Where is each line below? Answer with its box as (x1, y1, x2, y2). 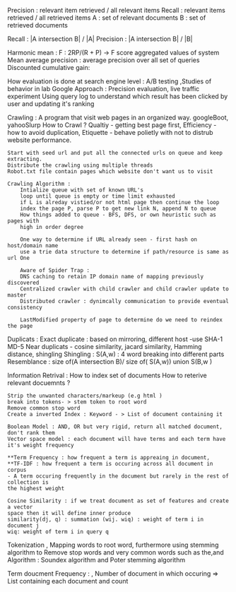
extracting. (7, 155, 42, 162)
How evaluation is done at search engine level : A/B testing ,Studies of (7, 77, 212, 85)
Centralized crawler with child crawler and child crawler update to (20, 285, 230, 292)
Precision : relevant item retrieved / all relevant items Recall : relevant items (7, 6, 226, 14)
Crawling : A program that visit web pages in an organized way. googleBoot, (7, 113, 229, 122)
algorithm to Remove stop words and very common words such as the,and (7, 548, 224, 557)
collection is (7, 479, 49, 486)
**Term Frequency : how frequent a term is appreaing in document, (7, 454, 211, 461)
